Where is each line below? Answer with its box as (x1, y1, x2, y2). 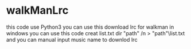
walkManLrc (6, 4, 69, 17)
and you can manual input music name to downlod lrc (6, 36, 138, 43)
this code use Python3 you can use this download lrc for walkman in (6, 23, 174, 30)
